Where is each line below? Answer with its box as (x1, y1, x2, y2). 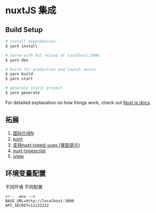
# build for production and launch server (5, 67, 97, 72)
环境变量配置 (5, 169, 46, 178)
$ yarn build (5, 72, 33, 77)
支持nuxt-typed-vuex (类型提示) (12, 141, 80, 148)
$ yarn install (5, 43, 38, 49)
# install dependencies (5, 39, 56, 44)
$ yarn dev (5, 57, 29, 63)
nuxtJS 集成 (5, 5, 57, 16)
